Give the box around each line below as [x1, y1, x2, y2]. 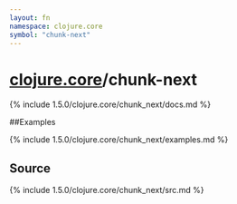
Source [9, 160, 52, 176]
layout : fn [9, 13, 51, 23]
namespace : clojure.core [9, 22, 103, 31]
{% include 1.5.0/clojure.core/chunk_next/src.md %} [9, 185, 204, 196]
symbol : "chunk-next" [9, 30, 91, 39]
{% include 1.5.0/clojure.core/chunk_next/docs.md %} [9, 99, 211, 110]
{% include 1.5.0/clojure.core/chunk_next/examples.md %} [9, 134, 229, 145]
